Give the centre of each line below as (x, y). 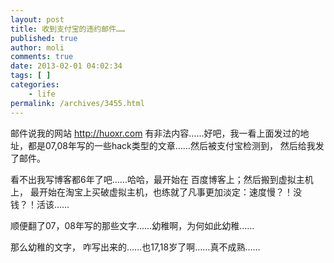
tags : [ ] (31, 76)
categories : (35, 85)
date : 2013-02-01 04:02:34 (66, 66)
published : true (44, 38)
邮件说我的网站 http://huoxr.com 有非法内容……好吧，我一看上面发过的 (155, 133)
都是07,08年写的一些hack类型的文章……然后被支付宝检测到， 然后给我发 (176, 145)
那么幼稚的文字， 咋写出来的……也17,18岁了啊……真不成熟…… (135, 247)
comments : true (42, 57)
